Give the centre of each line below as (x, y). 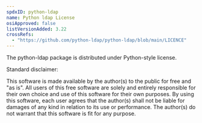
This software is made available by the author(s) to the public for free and (99, 81)
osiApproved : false (31, 23)
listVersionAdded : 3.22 (37, 29)
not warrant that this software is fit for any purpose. (71, 114)
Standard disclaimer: (32, 69)
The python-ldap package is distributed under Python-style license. (92, 58)
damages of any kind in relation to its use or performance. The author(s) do (101, 107)
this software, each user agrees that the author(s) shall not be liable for (96, 100)
